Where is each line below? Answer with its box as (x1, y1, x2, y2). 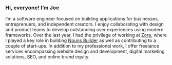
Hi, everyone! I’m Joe (5, 4, 60, 11)
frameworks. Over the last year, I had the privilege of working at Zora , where (5, 32, 167, 38)
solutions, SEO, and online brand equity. (5, 54, 90, 60)
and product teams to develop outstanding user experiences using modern (5, 27, 164, 33)
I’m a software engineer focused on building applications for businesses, (5, 16, 159, 22)
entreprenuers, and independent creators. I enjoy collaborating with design (5, 21, 164, 27)
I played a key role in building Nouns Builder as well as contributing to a (5, 37, 157, 44)
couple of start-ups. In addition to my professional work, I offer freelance (5, 43, 159, 49)
